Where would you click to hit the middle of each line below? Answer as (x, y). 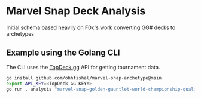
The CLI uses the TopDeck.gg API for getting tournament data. (83, 67)
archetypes (20, 33)
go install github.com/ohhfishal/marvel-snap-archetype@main (84, 78)
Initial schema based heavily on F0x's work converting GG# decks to (91, 27)
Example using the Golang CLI (63, 53)
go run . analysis (29, 89)
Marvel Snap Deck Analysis (76, 11)
